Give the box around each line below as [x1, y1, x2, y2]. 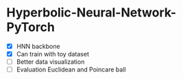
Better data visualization [16, 58, 85, 66]
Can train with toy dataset [16, 50, 90, 58]
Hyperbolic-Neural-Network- [6, 5, 177, 21]
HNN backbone [16, 42, 60, 50]
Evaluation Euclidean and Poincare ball [16, 65, 126, 74]
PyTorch [6, 19, 56, 35]
